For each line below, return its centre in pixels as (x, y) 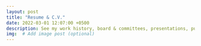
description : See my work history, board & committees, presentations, (97, 28)
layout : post (22, 12)
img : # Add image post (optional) (51, 34)
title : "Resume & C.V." (36, 17)
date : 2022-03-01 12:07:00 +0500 (48, 23)
